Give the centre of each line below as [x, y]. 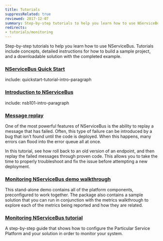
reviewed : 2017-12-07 [27, 19]
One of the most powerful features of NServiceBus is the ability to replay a [79, 126]
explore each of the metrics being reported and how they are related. [74, 205]
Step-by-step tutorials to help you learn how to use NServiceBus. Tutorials [79, 46]
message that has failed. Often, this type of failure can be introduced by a [79, 131]
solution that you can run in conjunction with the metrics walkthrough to [77, 200]
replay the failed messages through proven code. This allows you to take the [81, 156]
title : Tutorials [23, 9]
